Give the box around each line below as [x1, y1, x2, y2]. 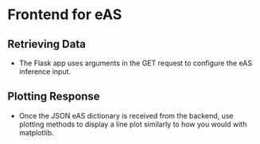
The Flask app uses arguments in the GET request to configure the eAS [18, 58, 252, 68]
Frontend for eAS [7, 6, 122, 24]
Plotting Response [7, 90, 100, 103]
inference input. [18, 67, 72, 76]
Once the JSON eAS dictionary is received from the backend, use [18, 111, 234, 120]
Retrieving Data [7, 37, 87, 51]
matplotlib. [18, 127, 54, 137]
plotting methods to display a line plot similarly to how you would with [18, 119, 247, 129]
